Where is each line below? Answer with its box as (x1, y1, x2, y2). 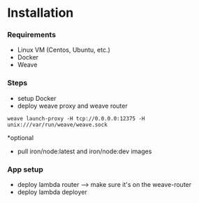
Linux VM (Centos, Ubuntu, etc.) (17, 45, 110, 54)
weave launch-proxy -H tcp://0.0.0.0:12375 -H (7, 115, 145, 122)
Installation (7, 5, 74, 21)
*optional (7, 133, 34, 141)
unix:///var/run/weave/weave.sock (7, 121, 108, 128)
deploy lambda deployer (17, 188, 87, 197)
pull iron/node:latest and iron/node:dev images (17, 147, 152, 155)
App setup (7, 164, 44, 174)
